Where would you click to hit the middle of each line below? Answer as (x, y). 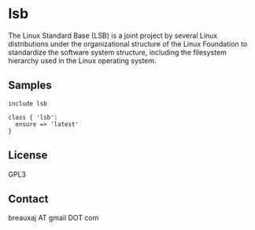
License (28, 156)
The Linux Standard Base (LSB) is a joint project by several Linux (113, 35)
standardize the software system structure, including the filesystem (117, 52)
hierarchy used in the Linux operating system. (82, 61)
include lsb (28, 103)
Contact (28, 199)
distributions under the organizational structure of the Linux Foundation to (128, 43)
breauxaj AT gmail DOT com (54, 218)
